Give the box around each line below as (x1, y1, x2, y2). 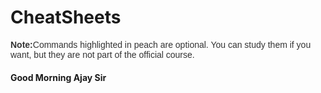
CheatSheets (10, 6, 122, 29)
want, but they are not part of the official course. (10, 49, 195, 60)
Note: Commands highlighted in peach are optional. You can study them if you (10, 39, 312, 50)
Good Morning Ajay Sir (10, 71, 107, 83)
